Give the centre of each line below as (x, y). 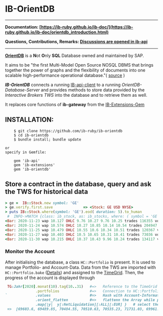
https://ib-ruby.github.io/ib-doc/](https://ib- (87, 27)
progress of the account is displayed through (50, 278)
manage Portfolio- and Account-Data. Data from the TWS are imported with (81, 267)
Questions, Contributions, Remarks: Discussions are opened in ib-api (76, 41)
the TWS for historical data (47, 192)
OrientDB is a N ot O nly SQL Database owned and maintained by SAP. (74, 55)
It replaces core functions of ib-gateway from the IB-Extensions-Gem (75, 104)
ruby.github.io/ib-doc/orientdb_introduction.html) (57, 32)
